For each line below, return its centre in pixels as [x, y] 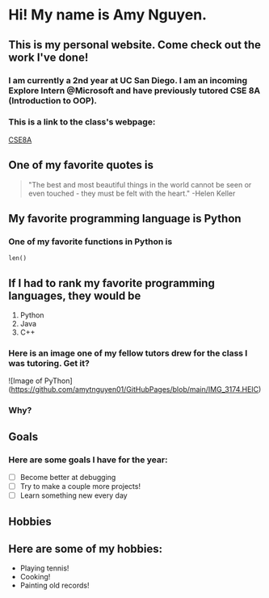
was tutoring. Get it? [49, 364]
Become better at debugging [68, 478]
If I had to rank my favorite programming [112, 283]
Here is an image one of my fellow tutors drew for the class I [128, 353]
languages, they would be [75, 295]
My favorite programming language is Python [125, 219]
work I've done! [48, 57]
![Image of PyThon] [40, 381]
